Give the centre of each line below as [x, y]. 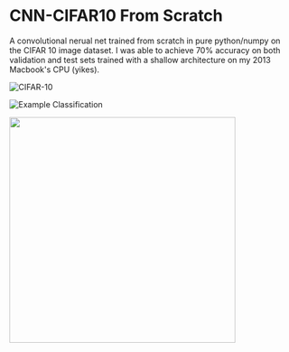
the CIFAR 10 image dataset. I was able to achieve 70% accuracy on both [145, 50]
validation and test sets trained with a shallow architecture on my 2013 [140, 60]
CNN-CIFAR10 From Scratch [116, 16]
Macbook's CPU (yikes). [55, 69]
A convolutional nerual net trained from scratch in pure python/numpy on [145, 41]
